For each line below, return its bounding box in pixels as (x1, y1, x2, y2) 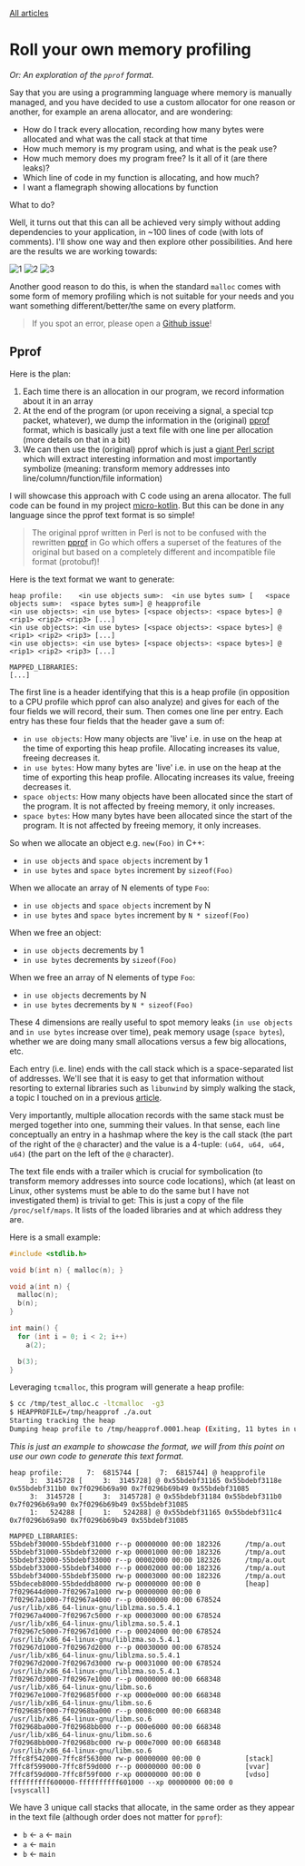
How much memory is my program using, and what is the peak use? (22, 142, 278, 153)
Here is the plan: (9, 368, 71, 379)
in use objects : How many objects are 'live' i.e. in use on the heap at (22, 732, 282, 743)
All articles (9, 8, 49, 18)
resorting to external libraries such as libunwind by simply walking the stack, (9, 1082, 296, 1093)
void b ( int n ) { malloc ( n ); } (9, 1265, 124, 1274)
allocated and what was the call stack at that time (22, 133, 208, 144)
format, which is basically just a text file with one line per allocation (22, 424, 274, 435)
